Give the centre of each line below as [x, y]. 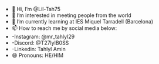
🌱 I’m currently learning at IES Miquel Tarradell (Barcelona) [82, 21]
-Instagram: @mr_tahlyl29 [43, 36]
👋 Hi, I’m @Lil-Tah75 [36, 9]
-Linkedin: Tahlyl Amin [39, 49]
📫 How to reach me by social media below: [64, 28]
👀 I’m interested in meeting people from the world [72, 15]
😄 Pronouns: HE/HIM [37, 55]
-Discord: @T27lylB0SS [40, 43]
